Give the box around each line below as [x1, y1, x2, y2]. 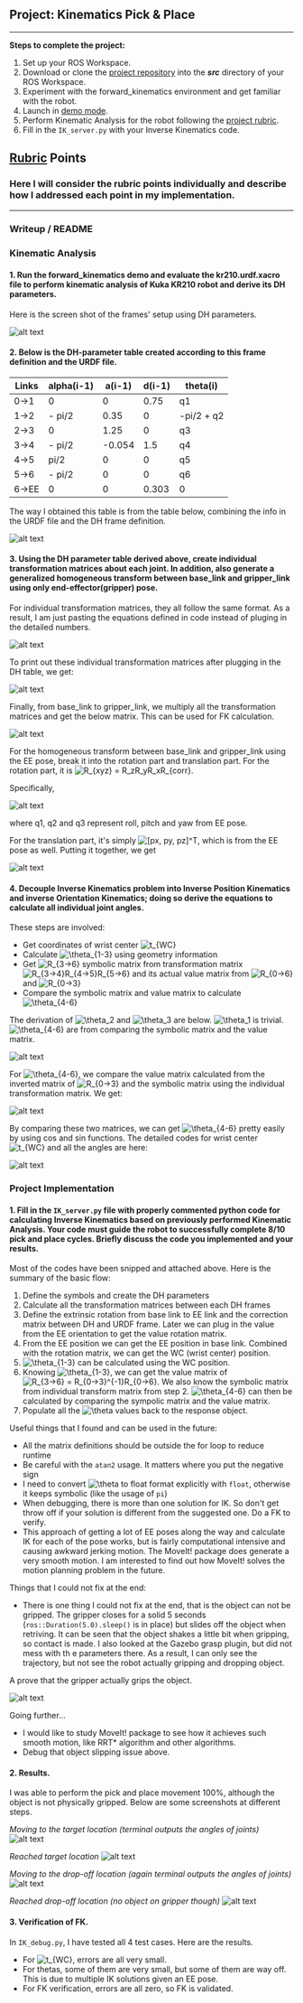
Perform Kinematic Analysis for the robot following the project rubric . [22, 115, 280, 126]
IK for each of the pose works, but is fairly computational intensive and [22, 1536, 286, 1547]
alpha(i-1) [48, 379, 95, 392]
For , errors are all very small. [22, 1954, 167, 1965]
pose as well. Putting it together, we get [9, 844, 156, 855]
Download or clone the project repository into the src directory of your [22, 67, 285, 78]
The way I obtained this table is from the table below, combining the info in [9, 506, 287, 517]
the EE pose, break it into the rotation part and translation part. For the [9, 755, 270, 766]
